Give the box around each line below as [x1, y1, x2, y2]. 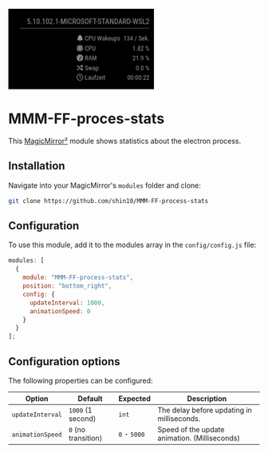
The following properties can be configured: [8, 376, 153, 385]
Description [187, 393, 227, 403]
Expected [118, 393, 152, 403]
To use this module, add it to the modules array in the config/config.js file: [8, 240, 257, 250]
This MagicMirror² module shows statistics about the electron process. [8, 136, 242, 145]
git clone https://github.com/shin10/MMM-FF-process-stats [8, 197, 209, 205]
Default [77, 393, 103, 403]
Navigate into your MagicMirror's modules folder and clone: [8, 181, 202, 190]
